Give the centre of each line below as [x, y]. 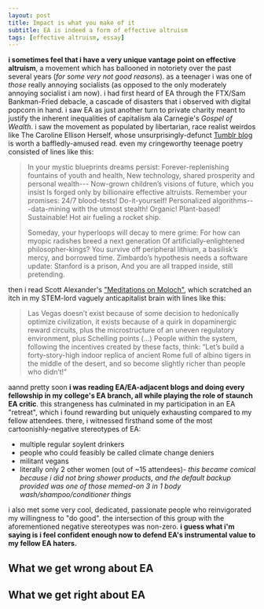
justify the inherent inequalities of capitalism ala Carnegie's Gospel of [121, 118]
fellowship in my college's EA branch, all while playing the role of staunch [130, 395]
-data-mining [49, 209]
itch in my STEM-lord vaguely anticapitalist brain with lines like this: [117, 298]
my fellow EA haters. [42, 544]
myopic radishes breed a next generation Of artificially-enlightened [136, 241]
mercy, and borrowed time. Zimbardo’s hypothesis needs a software [137, 258]
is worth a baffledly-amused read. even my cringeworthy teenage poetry [126, 143]
